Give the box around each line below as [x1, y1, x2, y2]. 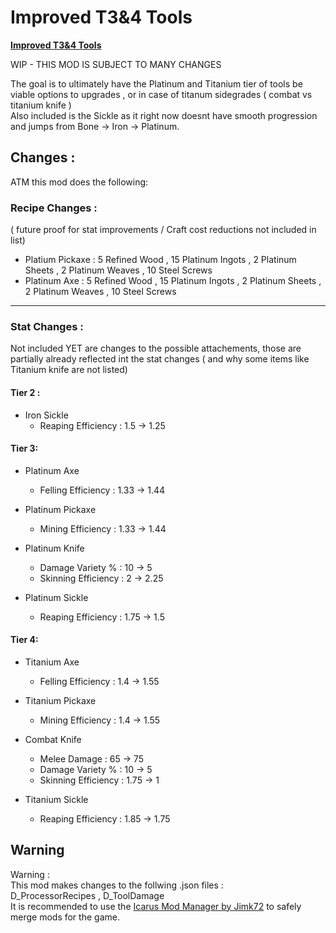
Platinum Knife [24, 542, 85, 554]
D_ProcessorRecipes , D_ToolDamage [10, 889, 165, 901]
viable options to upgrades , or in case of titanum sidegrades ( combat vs [10, 88, 313, 100]
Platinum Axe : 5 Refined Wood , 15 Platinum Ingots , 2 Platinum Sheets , [24, 275, 322, 287]
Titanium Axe [24, 656, 80, 668]
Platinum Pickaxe [24, 503, 97, 515]
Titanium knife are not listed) [10, 364, 128, 376]
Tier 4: [10, 634, 39, 646]
